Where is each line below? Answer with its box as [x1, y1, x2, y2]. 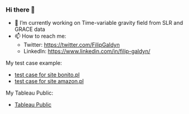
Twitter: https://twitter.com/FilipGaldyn [23, 41, 120, 49]
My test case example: [5, 59, 62, 67]
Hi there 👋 [5, 5, 36, 14]
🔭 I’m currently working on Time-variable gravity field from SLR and [14, 19, 183, 27]
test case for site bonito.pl [14, 71, 80, 78]
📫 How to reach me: [14, 33, 67, 40]
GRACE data [14, 25, 45, 33]
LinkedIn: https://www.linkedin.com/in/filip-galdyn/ [23, 48, 151, 55]
